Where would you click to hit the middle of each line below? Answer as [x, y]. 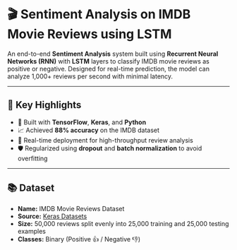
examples [31, 231]
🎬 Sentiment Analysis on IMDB [99, 14]
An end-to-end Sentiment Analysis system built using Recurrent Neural [113, 54]
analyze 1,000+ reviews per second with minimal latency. [90, 76]
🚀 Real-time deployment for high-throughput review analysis [105, 140]
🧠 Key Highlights [44, 105]
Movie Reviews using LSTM [90, 34]
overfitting [32, 158]
